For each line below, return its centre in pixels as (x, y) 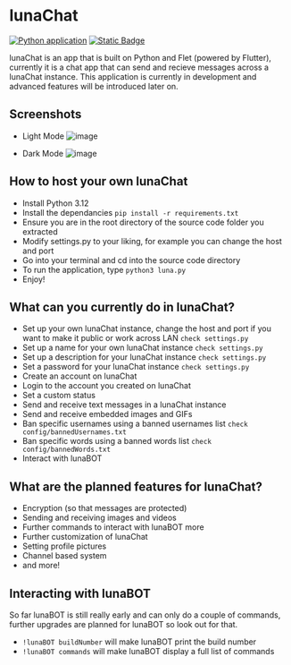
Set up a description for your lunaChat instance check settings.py (144, 357)
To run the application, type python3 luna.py (104, 269)
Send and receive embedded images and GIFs (107, 414)
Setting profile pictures (64, 546)
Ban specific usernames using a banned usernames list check (135, 424)
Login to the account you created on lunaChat (107, 386)
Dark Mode (43, 153)
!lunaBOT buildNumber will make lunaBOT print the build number (139, 642)
